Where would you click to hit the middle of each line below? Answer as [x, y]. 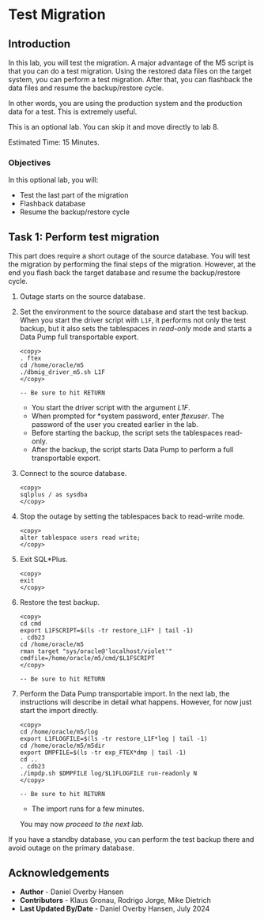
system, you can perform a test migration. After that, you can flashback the [130, 79]
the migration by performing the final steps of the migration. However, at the [132, 264]
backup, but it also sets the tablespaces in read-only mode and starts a [136, 329]
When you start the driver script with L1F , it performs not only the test [133, 320]
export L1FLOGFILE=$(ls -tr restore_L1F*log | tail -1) [113, 739]
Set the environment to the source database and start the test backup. [134, 312]
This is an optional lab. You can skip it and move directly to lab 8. [114, 127]
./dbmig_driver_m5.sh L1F [62, 372]
